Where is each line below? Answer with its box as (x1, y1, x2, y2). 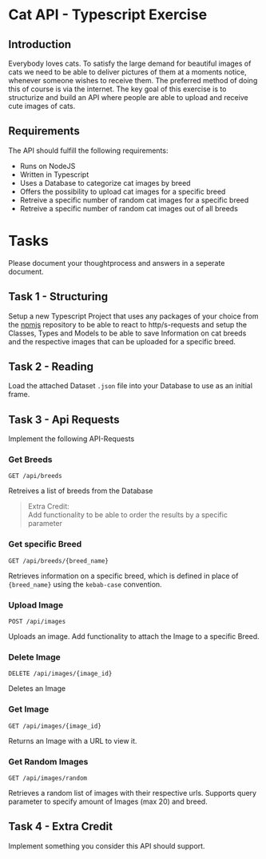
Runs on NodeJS (19, 161, 76, 171)
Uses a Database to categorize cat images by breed (19, 178, 191, 187)
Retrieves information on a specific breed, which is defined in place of (8, 571, 239, 580)
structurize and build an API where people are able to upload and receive (8, 93, 249, 102)
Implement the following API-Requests (8, 434, 135, 444)
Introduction (8, 38, 72, 51)
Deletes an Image (8, 684, 66, 693)
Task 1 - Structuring (8, 290, 109, 303)
